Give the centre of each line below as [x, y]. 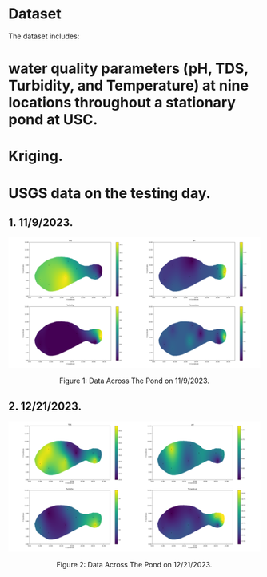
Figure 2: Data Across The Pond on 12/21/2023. [134, 564]
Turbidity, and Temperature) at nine [129, 86]
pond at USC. [53, 120]
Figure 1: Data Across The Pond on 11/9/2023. [134, 381]
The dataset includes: [44, 36]
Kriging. [36, 156]
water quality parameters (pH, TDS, [129, 69]
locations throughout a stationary [122, 103]
